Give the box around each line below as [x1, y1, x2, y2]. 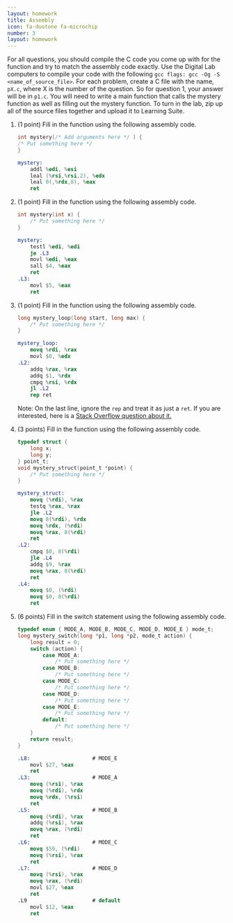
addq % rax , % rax [30, 366, 77, 373]
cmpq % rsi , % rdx [30, 378, 77, 386]
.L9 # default [17, 897, 121, 904]
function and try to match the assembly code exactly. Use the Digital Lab [7, 63, 216, 71]
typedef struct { [17, 439, 68, 446]
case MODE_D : [42, 690, 81, 698]
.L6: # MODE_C [17, 839, 118, 846]
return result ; [30, 735, 74, 743]
